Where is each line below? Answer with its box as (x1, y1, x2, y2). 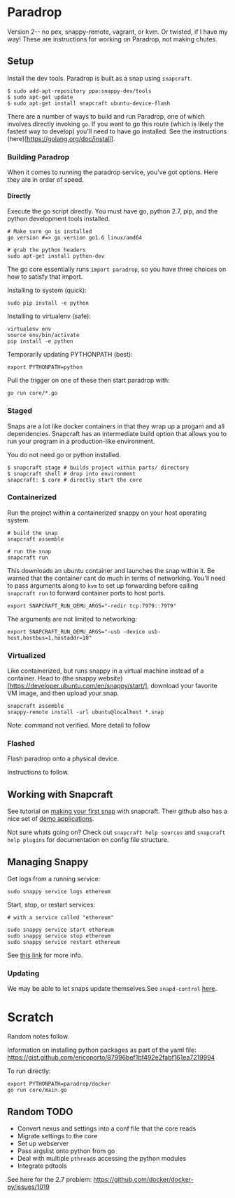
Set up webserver (17, 1139, 69, 1148)
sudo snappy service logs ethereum (7, 888, 111, 895)
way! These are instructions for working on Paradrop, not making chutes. (7, 34, 218, 43)
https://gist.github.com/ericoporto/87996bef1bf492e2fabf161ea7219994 (7, 1053, 215, 1062)
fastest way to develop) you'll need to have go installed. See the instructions (7, 127, 227, 136)
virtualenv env (7, 326, 52, 333)
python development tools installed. (7, 215, 111, 223)
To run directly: (7, 1067, 51, 1075)
